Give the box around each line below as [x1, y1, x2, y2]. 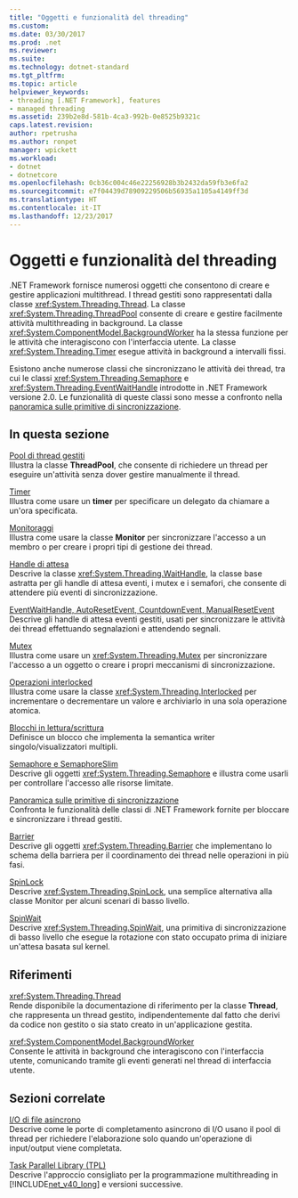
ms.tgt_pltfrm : [9, 71, 66, 80]
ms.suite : [9, 54, 46, 63]
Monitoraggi [9, 523, 54, 534]
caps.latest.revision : [9, 121, 93, 130]
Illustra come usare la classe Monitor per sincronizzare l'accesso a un [9, 532, 267, 543]
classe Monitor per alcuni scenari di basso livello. [9, 896, 189, 907]
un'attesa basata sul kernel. [9, 941, 111, 952]
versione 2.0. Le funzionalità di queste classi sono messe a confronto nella [9, 391, 283, 402]
